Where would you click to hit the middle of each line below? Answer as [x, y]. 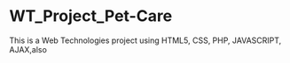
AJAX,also [28, 49]
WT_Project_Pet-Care [91, 16]
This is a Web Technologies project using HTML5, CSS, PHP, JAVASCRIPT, [145, 40]
